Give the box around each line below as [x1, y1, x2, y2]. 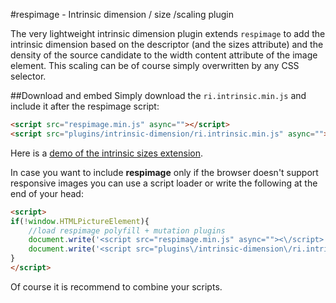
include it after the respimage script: [10, 100, 160, 112]
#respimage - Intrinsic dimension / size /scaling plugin [10, 9, 234, 20]
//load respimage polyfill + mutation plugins [28, 225, 226, 236]
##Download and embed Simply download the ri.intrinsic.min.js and [10, 90, 307, 101]
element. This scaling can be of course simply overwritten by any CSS [10, 60, 300, 71]
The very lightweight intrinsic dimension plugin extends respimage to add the [10, 28, 326, 39]
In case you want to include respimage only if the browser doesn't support [10, 166, 319, 178]
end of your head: [10, 187, 84, 199]
